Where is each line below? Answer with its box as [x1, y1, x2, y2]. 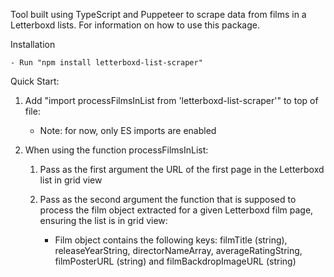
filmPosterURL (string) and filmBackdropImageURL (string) [54, 255, 297, 267]
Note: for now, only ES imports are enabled [39, 125, 217, 136]
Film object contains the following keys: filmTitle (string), [54, 234, 288, 246]
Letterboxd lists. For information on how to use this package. [10, 19, 260, 31]
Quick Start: [10, 75, 60, 87]
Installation [10, 39, 56, 50]
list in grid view [39, 174, 103, 186]
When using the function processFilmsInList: [24, 144, 209, 156]
